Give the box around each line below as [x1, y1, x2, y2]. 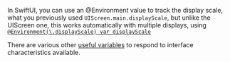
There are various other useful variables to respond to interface [7, 41, 194, 49]
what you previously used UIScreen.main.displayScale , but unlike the [7, 13, 211, 22]
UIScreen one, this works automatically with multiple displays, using [7, 21, 207, 29]
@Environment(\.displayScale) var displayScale [7, 28, 152, 35]
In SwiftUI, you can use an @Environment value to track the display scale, [7, 6, 223, 14]
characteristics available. [7, 49, 80, 56]
